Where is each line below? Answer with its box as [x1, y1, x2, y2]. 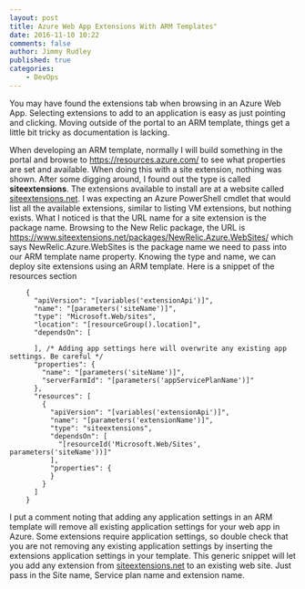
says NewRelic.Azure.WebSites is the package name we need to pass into [9, 241, 287, 252]
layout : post [9, 13, 59, 23]
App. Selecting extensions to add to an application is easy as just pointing [9, 107, 286, 119]
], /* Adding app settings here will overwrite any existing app [33, 344, 287, 353]
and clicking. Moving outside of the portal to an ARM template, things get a [9, 117, 290, 128]
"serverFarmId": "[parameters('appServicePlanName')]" [42, 376, 255, 385]
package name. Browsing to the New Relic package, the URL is [9, 222, 246, 232]
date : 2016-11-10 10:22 [9, 30, 100, 39]
